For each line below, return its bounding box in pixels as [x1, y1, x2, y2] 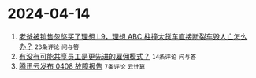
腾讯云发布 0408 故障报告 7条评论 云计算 [18, 61, 146, 71]
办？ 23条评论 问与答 [18, 41, 80, 51]
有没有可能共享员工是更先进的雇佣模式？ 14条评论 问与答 [18, 51, 197, 61]
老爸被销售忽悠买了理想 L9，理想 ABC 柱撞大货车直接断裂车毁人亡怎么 [18, 32, 248, 41]
